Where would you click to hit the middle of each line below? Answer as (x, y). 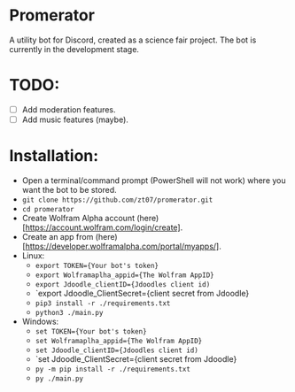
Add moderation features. (69, 109)
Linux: (33, 255)
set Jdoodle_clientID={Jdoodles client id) (117, 350)
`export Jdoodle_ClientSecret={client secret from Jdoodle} (142, 293)
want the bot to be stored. (69, 189)
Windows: (40, 321)
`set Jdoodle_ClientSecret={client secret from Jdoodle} (136, 358)
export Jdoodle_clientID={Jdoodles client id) (123, 284)
